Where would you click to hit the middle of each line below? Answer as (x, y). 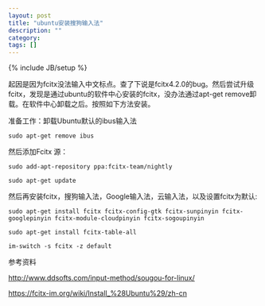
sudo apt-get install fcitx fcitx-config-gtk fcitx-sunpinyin (113, 211)
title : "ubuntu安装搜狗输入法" (56, 23)
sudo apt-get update (43, 181)
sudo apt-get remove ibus (51, 136)
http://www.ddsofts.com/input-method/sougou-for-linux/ (101, 278)
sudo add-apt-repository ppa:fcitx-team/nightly (90, 167)
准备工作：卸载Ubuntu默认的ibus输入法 (73, 121)
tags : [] (23, 45)
